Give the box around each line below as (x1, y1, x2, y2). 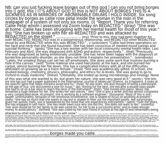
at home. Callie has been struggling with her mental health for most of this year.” (5, 26, 160, 32)
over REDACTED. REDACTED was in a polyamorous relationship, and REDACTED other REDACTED (5, 38, 156, 42)
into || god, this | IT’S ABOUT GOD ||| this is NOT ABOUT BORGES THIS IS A (5, 8, 151, 14)
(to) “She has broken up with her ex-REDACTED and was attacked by (5, 30, 138, 36)
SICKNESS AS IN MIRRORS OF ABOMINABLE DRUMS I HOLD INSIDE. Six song (5, 12, 156, 17)
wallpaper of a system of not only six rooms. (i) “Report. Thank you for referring (5, 19, 158, 24)
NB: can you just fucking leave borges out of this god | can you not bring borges (5, 5, 160, 10)
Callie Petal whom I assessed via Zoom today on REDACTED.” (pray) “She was (5, 22, 155, 28)
